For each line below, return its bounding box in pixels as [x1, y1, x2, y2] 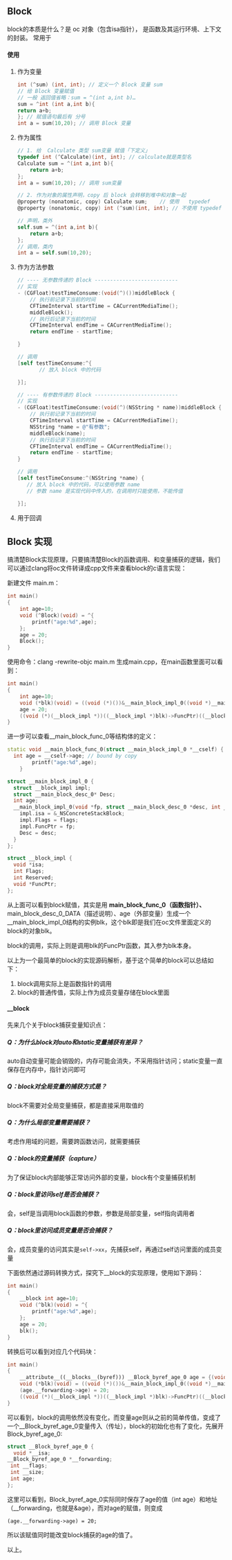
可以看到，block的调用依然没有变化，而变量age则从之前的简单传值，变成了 [7, 1413, 221, 1421]
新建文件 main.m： [7, 579, 61, 587]
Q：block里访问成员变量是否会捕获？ [7, 1227, 113, 1235]
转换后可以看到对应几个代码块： [7, 1347, 98, 1355]
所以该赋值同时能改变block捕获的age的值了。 [7, 1530, 137, 1539]
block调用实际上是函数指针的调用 [17, 979, 112, 987]
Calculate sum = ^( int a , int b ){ [17, 159, 114, 167]
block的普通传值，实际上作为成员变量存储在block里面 [17, 988, 170, 996]
